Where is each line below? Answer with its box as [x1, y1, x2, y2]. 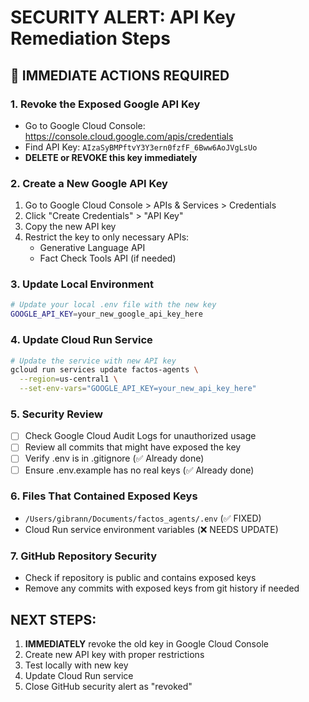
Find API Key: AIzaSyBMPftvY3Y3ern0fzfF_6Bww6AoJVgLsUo [24, 141, 258, 153]
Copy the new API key [24, 221, 117, 233]
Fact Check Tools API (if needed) [39, 252, 177, 265]
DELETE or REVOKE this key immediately [24, 151, 198, 163]
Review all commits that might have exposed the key [24, 441, 242, 453]
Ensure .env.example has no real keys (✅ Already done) [24, 464, 255, 476]
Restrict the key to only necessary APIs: [24, 231, 190, 243]
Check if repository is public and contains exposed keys [24, 572, 257, 584]
